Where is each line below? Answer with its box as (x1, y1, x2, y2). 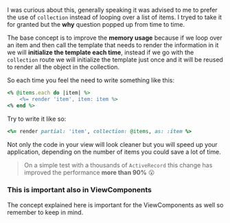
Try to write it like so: (7, 115, 67, 123)
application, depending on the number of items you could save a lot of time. (7, 148, 221, 156)
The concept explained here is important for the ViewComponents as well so (7, 200, 224, 209)
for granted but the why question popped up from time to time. (7, 21, 185, 28)
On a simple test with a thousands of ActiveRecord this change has (23, 161, 213, 169)
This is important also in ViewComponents (7, 185, 152, 195)
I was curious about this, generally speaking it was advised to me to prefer (7, 6, 218, 14)
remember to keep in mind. (7, 208, 84, 216)
